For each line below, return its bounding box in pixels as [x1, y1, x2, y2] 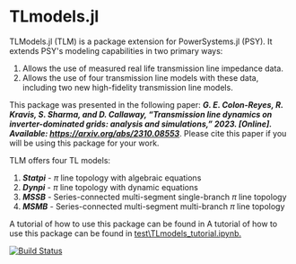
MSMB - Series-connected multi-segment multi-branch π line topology [22, 200, 285, 212]
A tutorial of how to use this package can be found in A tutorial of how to [9, 218, 278, 229]
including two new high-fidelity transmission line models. [22, 82, 233, 92]
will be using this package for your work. [9, 137, 160, 148]
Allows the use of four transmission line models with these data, [22, 72, 259, 83]
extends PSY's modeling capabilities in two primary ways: [9, 45, 223, 56]
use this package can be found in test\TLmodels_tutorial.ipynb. [9, 227, 242, 239]
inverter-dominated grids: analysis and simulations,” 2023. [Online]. [9, 119, 272, 129]
